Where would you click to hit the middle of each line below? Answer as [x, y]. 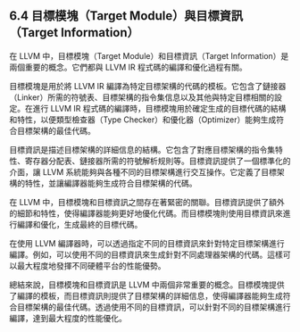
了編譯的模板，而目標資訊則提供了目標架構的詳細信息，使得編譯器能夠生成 [146, 295]
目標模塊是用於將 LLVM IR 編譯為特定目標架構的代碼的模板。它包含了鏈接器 [148, 86]
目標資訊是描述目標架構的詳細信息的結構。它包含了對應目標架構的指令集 [142, 149]
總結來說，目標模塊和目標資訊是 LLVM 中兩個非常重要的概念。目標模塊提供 [147, 285]
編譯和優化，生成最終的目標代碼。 [79, 224]
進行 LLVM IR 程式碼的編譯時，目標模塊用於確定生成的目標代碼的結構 [159, 108]
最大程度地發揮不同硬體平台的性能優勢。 [91, 265]
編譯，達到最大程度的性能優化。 [68, 318]
